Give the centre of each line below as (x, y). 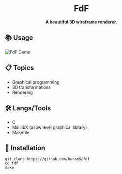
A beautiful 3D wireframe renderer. (81, 22)
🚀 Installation (25, 148)
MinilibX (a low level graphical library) (49, 127)
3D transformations (31, 87)
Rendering (22, 92)
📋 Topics (20, 68)
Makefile (21, 133)
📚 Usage (19, 38)
